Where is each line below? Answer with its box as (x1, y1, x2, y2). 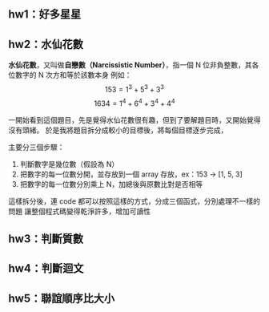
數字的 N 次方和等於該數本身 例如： (14, 71, 132, 80)
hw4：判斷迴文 (8, 261, 84, 275)
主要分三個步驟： (8, 142, 65, 152)
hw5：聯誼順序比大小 (8, 291, 114, 305)
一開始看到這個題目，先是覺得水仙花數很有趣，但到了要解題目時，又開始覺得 (8, 115, 261, 124)
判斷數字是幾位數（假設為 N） (19, 159, 119, 168)
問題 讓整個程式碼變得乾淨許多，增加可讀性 (8, 206, 151, 216)
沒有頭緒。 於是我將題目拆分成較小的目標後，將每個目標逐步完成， (8, 125, 228, 135)
